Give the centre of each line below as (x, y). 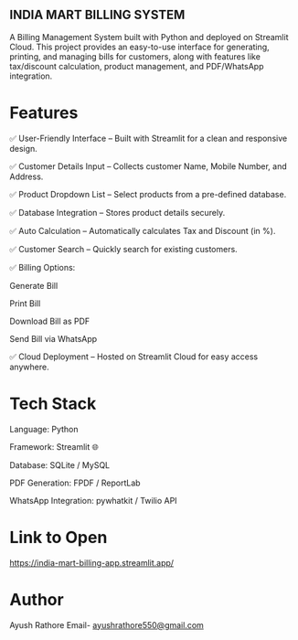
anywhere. (29, 367)
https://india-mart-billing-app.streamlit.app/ (92, 562)
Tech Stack (53, 404)
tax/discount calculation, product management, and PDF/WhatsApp (137, 66)
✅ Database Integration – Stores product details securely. (117, 212)
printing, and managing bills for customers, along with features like (135, 56)
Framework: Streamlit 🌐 (54, 446)
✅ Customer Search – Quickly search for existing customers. (123, 249)
